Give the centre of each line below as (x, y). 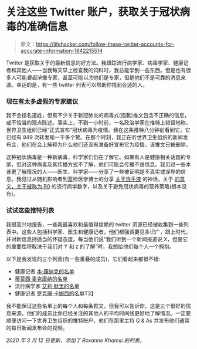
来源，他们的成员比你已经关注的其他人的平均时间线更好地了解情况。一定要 (101, 313)
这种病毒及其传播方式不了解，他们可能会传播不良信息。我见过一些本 (108, 164)
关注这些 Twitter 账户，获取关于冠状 (93, 12)
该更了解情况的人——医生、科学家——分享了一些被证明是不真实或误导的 (93, 172)
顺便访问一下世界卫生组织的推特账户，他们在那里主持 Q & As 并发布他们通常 (98, 320)
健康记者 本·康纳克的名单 (44, 271)
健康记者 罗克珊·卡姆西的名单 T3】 (55, 293)
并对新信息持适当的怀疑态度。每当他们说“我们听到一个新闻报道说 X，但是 (94, 239)
